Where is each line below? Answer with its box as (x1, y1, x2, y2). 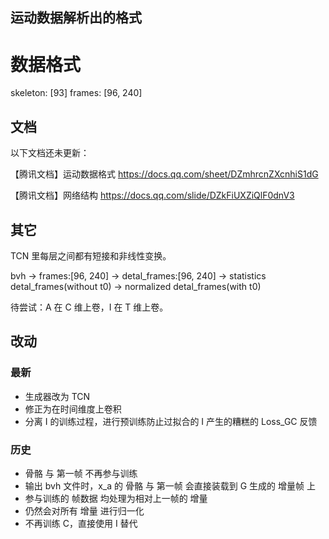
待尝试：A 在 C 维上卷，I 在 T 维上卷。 (10, 301, 169, 313)
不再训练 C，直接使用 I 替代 (24, 517, 138, 529)
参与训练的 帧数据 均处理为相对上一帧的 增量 (24, 492, 208, 504)
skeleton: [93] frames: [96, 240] (10, 87, 143, 99)
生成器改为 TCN (24, 390, 91, 402)
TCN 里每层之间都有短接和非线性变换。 (10, 249, 172, 262)
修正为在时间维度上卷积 (24, 403, 122, 415)
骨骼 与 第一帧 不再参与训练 (24, 467, 138, 479)
